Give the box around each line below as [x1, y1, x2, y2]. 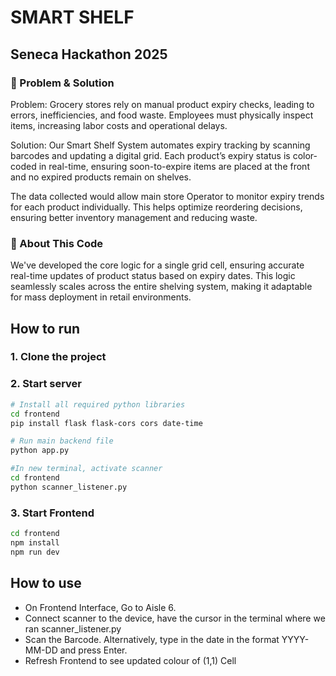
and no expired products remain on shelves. [10, 171, 192, 183]
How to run [10, 320, 81, 337]
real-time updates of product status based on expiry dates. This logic [10, 270, 296, 282]
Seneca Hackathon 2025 [10, 46, 168, 63]
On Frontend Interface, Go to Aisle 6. [24, 601, 177, 613]
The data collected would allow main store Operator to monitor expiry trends [10, 190, 325, 202]
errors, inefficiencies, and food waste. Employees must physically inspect [10, 109, 314, 121]
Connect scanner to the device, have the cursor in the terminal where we [24, 612, 326, 624]
